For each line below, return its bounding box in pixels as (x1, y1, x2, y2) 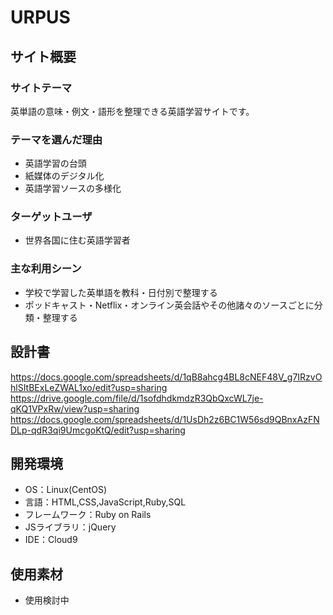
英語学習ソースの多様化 (24, 182, 122, 195)
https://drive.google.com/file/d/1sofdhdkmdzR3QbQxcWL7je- (10, 392, 264, 404)
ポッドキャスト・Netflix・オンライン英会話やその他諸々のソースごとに (24, 299, 315, 311)
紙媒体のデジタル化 (24, 170, 105, 182)
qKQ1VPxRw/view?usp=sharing (10, 402, 140, 415)
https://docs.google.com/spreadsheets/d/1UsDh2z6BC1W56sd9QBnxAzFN (10, 413, 320, 425)
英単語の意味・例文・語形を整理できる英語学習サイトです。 (10, 105, 255, 117)
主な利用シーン (10, 262, 82, 276)
